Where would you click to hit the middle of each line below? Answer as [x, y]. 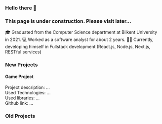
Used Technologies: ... [28, 93]
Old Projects [20, 116]
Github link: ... [19, 103]
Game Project [19, 77]
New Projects [21, 65]
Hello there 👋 [21, 8]
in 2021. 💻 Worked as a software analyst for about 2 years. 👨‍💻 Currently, [80, 40]
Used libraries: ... [22, 98]
